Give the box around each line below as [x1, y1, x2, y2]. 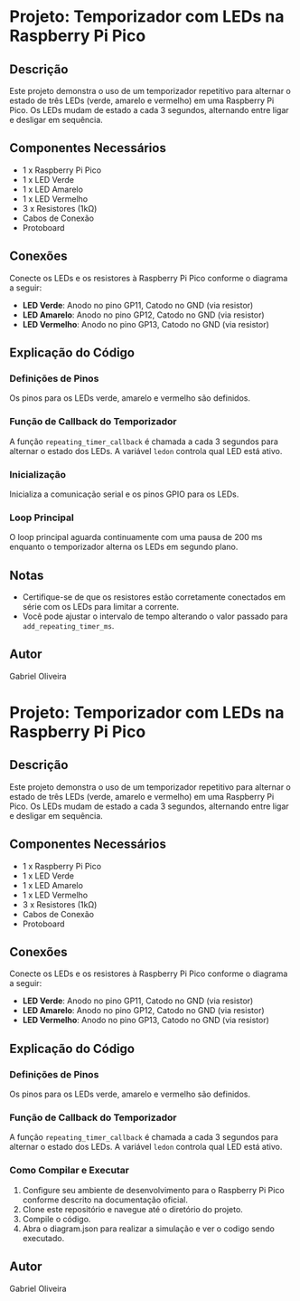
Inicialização [9, 468, 66, 480]
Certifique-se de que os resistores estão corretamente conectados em [22, 592, 286, 603]
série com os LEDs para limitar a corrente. [22, 602, 179, 613]
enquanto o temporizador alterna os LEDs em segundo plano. [9, 541, 239, 553]
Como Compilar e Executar [9, 1164, 129, 1177]
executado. [22, 1232, 65, 1243]
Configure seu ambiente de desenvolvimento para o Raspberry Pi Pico [22, 1184, 285, 1195]
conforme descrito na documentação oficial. [22, 1194, 188, 1205]
